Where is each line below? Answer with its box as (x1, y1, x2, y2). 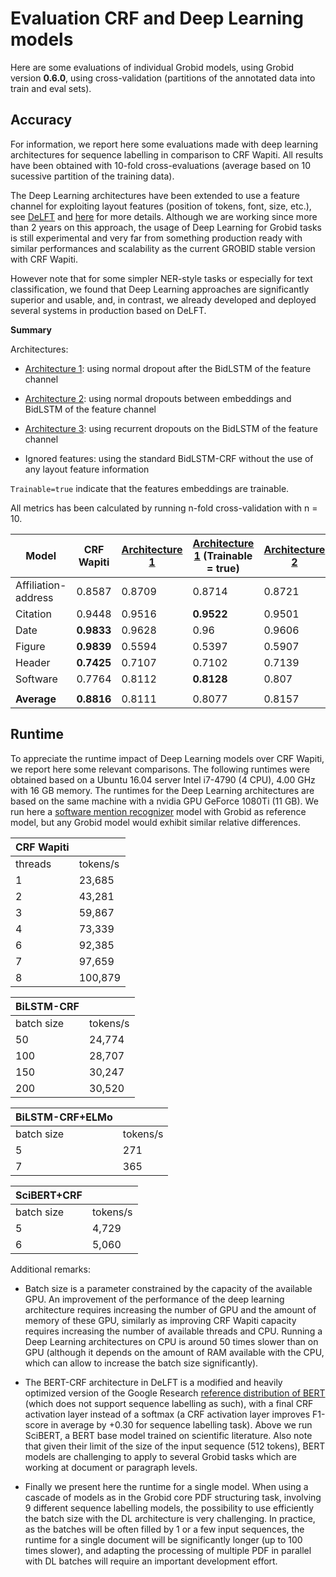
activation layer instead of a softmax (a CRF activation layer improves (24, 1408, 311, 1420)
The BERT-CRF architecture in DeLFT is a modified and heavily (24, 1376, 283, 1388)
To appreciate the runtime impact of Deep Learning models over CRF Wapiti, (10, 752, 325, 764)
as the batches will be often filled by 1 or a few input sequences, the (24, 1523, 305, 1535)
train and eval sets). (10, 82, 92, 94)
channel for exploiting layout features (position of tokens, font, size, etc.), (10, 200, 312, 212)
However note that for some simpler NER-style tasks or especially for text (10, 272, 313, 284)
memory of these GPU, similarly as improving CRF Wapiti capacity (24, 1314, 297, 1326)
